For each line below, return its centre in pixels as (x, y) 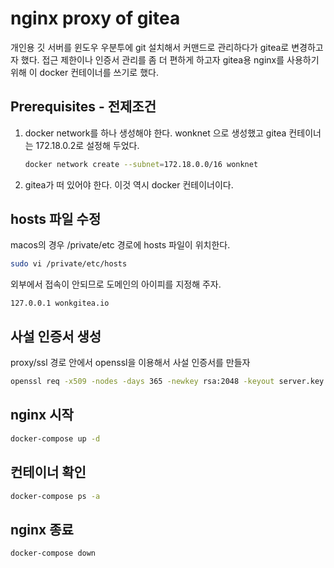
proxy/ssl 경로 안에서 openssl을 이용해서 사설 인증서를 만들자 (130, 363)
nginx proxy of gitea (95, 18)
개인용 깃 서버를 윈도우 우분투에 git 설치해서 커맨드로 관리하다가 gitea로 (150, 47)
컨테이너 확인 (48, 472)
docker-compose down (53, 553)
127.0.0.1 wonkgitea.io (60, 303)
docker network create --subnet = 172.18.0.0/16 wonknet (141, 164)
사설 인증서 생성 (56, 336)
